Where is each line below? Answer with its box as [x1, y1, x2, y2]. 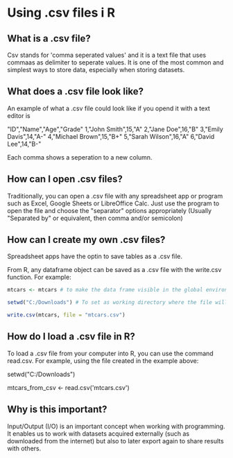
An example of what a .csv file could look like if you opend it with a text [7, 104, 210, 112]
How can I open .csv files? [7, 173, 123, 185]
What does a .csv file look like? [7, 85, 144, 98]
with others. [7, 444, 42, 452]
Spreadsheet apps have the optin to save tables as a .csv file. [7, 252, 182, 261]
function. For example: [7, 273, 71, 282]
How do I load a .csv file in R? [7, 331, 135, 343]
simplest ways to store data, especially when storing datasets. [7, 66, 185, 74]
